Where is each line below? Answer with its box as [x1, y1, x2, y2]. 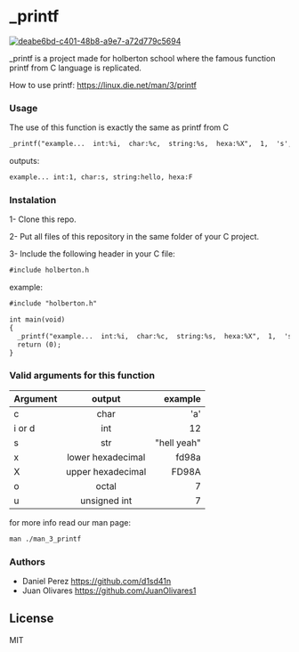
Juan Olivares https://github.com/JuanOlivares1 [21, 585, 197, 596]
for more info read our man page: [9, 517, 132, 527]
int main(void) [9, 315, 66, 324]
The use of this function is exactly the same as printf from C [9, 122, 230, 133]
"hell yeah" [154, 436, 202, 449]
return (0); [17, 340, 62, 349]
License [9, 611, 54, 626]
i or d [13, 421, 36, 434]
